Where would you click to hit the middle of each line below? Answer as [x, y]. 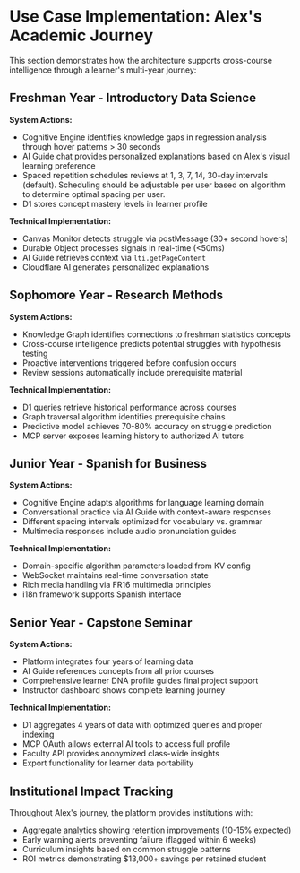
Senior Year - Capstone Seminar [101, 622]
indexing [38, 735]
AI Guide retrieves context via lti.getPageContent [114, 257]
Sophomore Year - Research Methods [116, 295]
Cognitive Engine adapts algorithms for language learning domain [143, 503]
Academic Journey [81, 35]
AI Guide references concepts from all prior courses [118, 671]
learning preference [59, 165]
